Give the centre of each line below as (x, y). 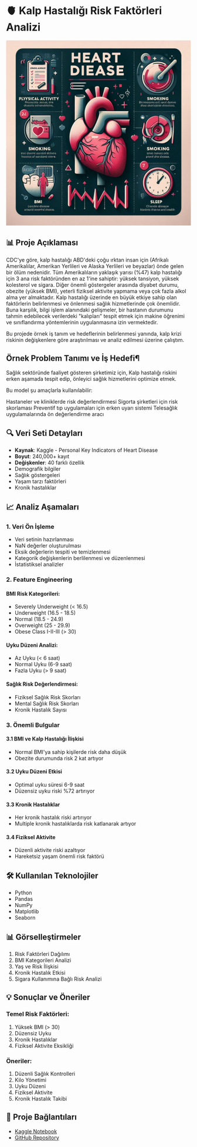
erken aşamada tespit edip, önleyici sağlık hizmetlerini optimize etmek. (91, 378)
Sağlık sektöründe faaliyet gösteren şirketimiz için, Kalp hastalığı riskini (91, 373)
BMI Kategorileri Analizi (43, 960)
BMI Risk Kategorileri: (33, 593)
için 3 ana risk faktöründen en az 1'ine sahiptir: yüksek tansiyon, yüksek (93, 279)
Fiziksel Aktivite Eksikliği (44, 1045)
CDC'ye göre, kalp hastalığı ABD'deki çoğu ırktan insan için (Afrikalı (87, 260)
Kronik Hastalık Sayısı (41, 710)
